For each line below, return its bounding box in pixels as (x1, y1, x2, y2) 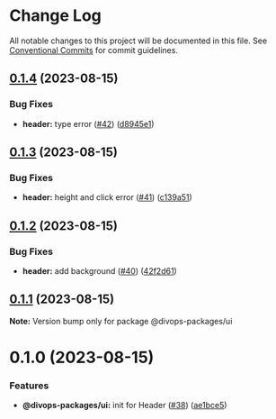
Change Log (9, 5, 102, 26)
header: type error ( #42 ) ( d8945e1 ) (22, 118, 155, 129)
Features (9, 379, 49, 392)
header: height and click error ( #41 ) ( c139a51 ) (22, 192, 193, 203)
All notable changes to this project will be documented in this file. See (9, 35, 268, 46)
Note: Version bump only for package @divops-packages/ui (9, 315, 233, 326)
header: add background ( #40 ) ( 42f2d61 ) (22, 266, 177, 276)
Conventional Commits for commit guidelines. (9, 44, 178, 55)
